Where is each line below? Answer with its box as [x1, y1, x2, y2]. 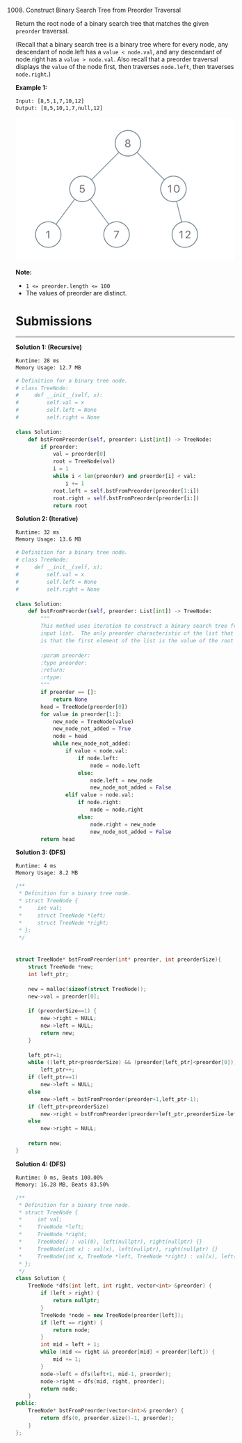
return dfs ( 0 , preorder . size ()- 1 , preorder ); [40, 1414, 175, 1422]
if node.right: [77, 799, 122, 806]
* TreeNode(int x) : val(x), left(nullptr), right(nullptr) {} [18, 1245, 218, 1253]
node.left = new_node [90, 777, 153, 784]
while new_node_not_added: [52, 740, 131, 748]
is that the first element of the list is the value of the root [40, 637, 234, 644]
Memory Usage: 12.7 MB [15, 364, 81, 371]
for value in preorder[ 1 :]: [40, 711, 122, 718]
